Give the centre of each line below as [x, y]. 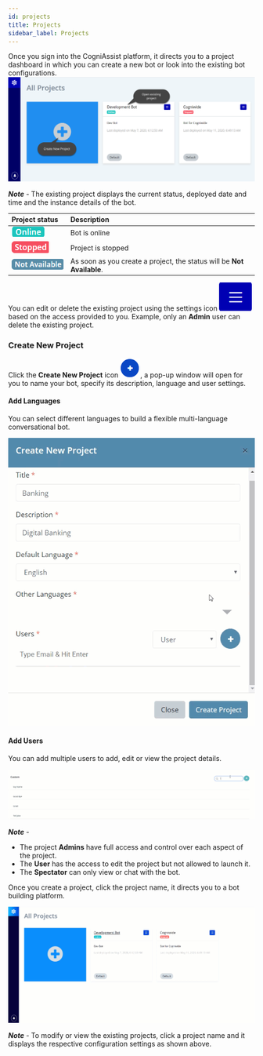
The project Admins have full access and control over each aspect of [131, 847]
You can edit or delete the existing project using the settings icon [113, 308]
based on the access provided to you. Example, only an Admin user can [124, 317]
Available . [86, 269]
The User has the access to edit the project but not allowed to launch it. [135, 864]
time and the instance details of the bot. [72, 202]
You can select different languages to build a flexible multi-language [118, 418]
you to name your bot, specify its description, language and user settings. [127, 383]
